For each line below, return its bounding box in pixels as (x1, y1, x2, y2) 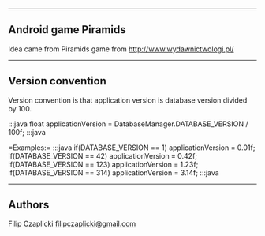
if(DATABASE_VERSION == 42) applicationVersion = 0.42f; (8, 151, 198, 160)
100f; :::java (8, 127, 46, 137)
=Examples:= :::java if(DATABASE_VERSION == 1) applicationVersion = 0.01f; (8, 143, 256, 152)
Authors (8, 198, 50, 212)
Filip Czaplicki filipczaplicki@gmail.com (8, 219, 136, 229)
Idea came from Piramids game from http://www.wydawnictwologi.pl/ (8, 44, 234, 54)
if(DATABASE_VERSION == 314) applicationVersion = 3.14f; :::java (8, 167, 219, 178)
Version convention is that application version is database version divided (8, 96, 248, 105)
